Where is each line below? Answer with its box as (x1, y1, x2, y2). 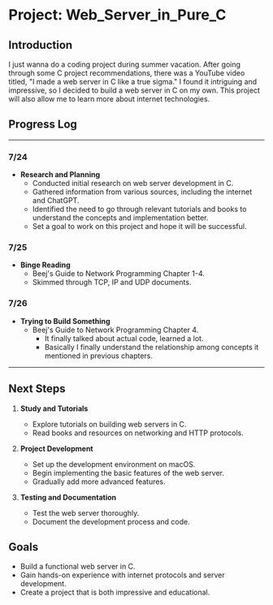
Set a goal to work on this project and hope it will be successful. (32, 222, 247, 231)
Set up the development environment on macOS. (32, 459, 196, 469)
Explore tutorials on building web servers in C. (32, 419, 187, 429)
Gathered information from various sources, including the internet (32, 187, 253, 197)
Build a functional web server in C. (19, 562, 136, 572)
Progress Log (8, 118, 77, 132)
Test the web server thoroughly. (32, 508, 140, 517)
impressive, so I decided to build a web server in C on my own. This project (8, 85, 260, 95)
